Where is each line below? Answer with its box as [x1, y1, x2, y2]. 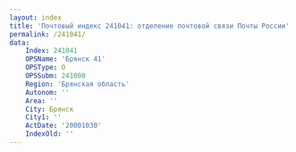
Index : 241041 [25, 46, 78, 55]
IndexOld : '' [25, 130, 74, 139]
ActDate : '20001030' [25, 122, 102, 131]
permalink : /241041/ [9, 30, 87, 38]
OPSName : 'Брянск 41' [25, 55, 106, 63]
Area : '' [25, 96, 58, 106]
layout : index [9, 13, 63, 22]
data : [9, 38, 30, 47]
